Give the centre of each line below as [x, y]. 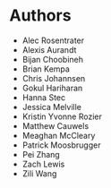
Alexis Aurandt [49, 49]
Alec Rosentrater [53, 40]
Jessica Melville [52, 107]
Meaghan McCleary [59, 135]
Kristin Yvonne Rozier [62, 116]
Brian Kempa [46, 69]
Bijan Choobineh [52, 59]
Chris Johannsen [54, 78]
